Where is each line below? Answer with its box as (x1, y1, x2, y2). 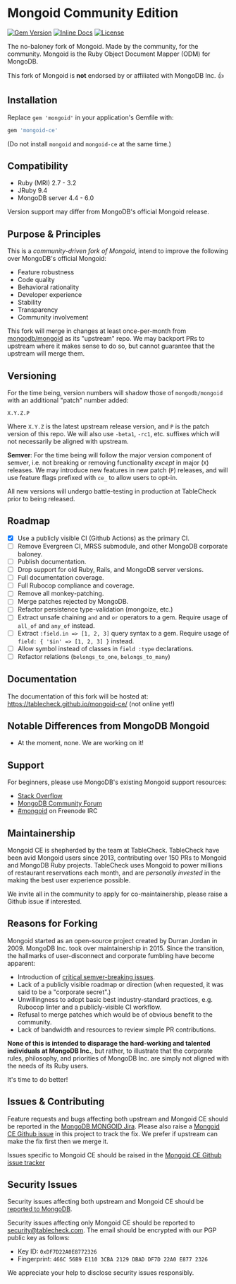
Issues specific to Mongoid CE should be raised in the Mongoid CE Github (7, 1150, 222, 1159)
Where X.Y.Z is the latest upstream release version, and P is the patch (7, 422, 210, 431)
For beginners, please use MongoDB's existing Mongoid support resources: (7, 778, 228, 786)
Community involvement (17, 313, 89, 322)
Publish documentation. (17, 557, 87, 566)
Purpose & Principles (7, 228, 101, 240)
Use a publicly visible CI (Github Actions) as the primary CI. (17, 534, 190, 542)
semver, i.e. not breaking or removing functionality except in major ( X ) (7, 458, 209, 467)
